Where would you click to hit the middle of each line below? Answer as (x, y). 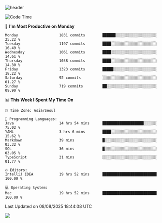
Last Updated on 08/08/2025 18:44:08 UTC (49, 206)
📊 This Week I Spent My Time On (39, 100)
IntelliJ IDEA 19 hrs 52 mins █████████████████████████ (81, 174)
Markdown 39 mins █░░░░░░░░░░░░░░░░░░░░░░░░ (81, 140)
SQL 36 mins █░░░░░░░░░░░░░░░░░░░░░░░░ (81, 149)
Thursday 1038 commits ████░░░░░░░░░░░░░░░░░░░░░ (81, 61)
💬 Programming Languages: (31, 119)
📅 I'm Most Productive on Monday (40, 26)
